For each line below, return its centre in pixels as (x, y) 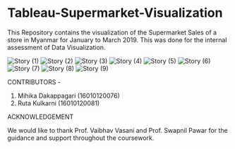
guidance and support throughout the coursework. (81, 138)
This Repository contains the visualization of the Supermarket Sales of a (112, 32)
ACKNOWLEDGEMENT (41, 117)
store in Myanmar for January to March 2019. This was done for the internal (117, 39)
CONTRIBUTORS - (34, 82)
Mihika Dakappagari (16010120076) (68, 96)
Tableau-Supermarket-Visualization (115, 13)
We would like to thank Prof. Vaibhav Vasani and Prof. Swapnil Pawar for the (117, 130)
